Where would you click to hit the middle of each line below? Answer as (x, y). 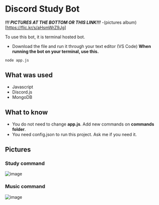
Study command (25, 163)
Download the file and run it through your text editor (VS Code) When (81, 46)
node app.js (17, 60)
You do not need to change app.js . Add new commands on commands (83, 124)
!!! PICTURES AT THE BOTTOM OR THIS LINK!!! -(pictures (64, 22)
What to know (26, 112)
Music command (25, 187)
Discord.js (22, 92)
